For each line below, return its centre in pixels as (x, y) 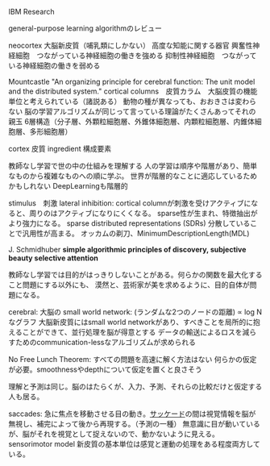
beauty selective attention (53, 258)
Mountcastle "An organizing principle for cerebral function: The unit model (132, 81)
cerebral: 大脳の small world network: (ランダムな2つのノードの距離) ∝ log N (135, 312)
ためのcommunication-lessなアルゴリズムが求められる (105, 342)
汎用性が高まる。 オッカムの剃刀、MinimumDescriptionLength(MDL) (136, 233)
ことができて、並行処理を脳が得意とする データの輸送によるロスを (132, 332)
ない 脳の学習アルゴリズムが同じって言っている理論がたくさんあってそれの (132, 111)
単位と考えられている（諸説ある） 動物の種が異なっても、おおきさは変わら (132, 101)
